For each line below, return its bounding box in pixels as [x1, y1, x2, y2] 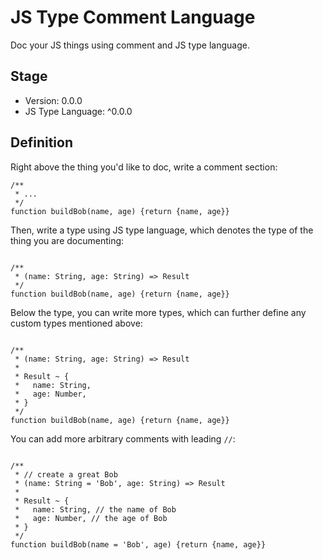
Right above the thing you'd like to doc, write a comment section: [10, 161, 278, 173]
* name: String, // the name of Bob [14, 504, 177, 515]
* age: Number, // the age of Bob [14, 513, 168, 523]
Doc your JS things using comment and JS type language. [10, 39, 250, 51]
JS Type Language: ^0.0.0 [24, 105, 133, 117]
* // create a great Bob [14, 469, 118, 480]
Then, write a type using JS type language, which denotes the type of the [10, 224, 314, 236]
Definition [10, 134, 73, 151]
